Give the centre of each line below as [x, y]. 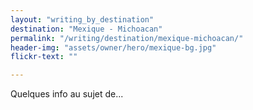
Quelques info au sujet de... [67, 94]
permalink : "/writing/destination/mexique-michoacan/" [127, 38]
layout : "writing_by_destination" [82, 19]
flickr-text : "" [44, 57]
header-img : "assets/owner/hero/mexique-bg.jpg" [113, 47]
